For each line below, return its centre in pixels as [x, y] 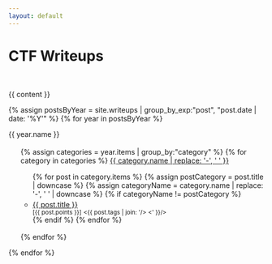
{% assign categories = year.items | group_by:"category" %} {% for [134, 151]
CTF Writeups [56, 55]
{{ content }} [29, 94]
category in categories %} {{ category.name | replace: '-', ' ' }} [125, 160]
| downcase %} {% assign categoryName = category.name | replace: [148, 185]
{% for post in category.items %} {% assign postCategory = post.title [148, 177]
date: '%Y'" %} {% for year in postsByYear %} [86, 118]
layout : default [36, 16]
